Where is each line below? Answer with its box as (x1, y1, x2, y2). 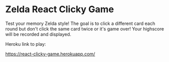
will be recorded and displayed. (5, 31, 71, 37)
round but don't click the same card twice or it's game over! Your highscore (5, 25, 164, 32)
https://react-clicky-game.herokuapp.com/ (5, 51, 95, 57)
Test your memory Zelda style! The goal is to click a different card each (5, 20, 156, 26)
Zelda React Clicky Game (5, 4, 114, 15)
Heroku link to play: (5, 41, 46, 47)
